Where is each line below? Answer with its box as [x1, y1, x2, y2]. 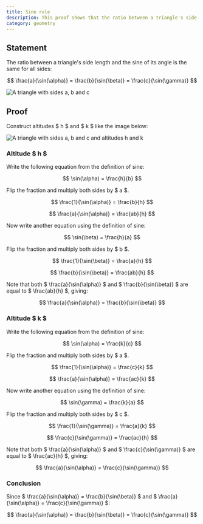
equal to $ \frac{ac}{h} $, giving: [6, 452, 88, 459]
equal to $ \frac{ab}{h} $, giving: [6, 287, 88, 294]
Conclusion [6, 479, 41, 488]
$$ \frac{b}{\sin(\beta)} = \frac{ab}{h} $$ [50, 269, 154, 276]
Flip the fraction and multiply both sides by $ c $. [6, 410, 129, 418]
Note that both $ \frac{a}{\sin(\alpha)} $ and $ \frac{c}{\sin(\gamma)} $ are [6, 446, 196, 453]
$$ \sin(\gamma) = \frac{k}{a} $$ [60, 398, 144, 406]
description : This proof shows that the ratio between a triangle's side [6, 15, 198, 21]
